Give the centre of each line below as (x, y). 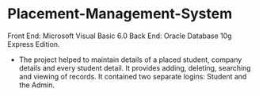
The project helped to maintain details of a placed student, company (130, 60)
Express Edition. (34, 44)
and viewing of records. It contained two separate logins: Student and (133, 76)
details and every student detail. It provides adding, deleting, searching (135, 67)
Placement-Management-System (120, 14)
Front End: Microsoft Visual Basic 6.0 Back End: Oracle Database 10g (120, 36)
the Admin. (36, 85)
